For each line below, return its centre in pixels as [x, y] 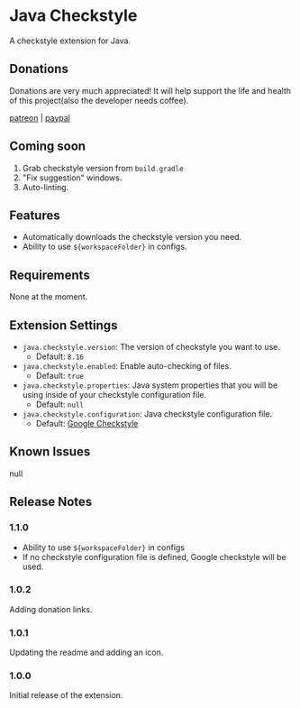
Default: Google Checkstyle [87, 423]
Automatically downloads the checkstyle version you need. [132, 237]
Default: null [59, 404]
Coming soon [48, 147]
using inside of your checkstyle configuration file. [114, 395]
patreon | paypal [40, 117]
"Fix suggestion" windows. [72, 178]
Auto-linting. [45, 187]
